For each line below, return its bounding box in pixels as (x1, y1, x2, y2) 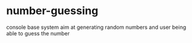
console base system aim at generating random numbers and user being (6, 24, 187, 31)
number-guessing (6, 4, 99, 18)
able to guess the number (6, 29, 70, 37)
